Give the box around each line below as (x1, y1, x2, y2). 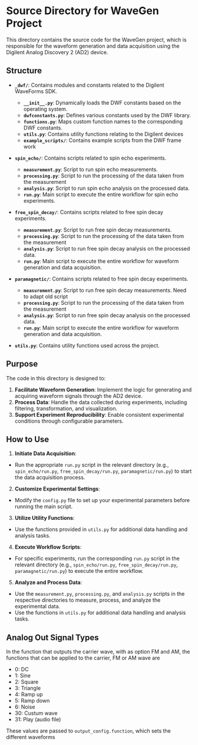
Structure (6, 66, 42, 76)
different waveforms (6, 734, 55, 741)
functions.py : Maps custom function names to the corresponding (23, 118, 183, 125)
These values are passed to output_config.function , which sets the (6, 727, 171, 734)
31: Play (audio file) (14, 716, 61, 723)
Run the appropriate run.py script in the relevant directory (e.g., (14, 461, 169, 469)
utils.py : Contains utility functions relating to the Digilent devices (23, 130, 184, 137)
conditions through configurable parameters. (14, 417, 124, 424)
